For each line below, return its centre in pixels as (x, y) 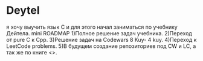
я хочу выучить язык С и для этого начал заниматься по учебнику (92, 27)
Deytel (23, 10)
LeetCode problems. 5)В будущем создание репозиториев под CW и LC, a (101, 46)
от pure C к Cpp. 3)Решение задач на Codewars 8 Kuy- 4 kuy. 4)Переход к (101, 39)
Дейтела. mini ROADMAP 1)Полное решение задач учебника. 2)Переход (99, 33)
